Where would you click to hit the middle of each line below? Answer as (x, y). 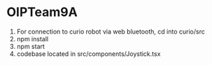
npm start (30, 46)
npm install (33, 38)
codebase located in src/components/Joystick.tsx (89, 54)
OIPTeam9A (42, 12)
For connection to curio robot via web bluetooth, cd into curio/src (111, 31)
